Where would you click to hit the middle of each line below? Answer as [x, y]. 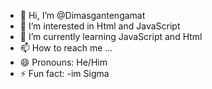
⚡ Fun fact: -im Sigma [64, 73]
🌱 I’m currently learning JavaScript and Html [111, 36]
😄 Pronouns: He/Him [63, 62]
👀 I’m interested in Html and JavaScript [100, 26]
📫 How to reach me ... [66, 48]
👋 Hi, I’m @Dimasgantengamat [82, 15]
